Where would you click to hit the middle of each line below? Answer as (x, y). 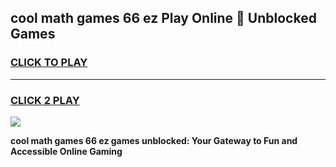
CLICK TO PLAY (49, 63)
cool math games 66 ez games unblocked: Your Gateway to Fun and (154, 140)
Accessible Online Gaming (66, 151)
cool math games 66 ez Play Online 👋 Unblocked (163, 18)
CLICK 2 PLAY (45, 100)
